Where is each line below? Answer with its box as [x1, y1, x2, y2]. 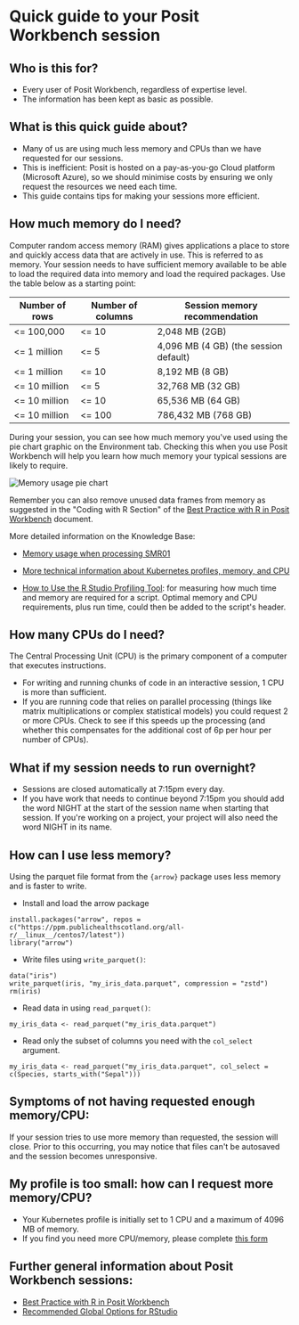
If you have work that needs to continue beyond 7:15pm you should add [21, 793, 285, 804]
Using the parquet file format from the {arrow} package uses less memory [9, 871, 281, 882]
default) [157, 350, 190, 363]
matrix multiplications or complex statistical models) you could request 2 [21, 706, 289, 716]
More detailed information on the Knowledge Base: [9, 530, 196, 541]
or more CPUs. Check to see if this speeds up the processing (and [21, 716, 265, 726]
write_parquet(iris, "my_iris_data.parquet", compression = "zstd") [9, 979, 269, 988]
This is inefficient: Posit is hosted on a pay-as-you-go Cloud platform [21, 162, 276, 173]
